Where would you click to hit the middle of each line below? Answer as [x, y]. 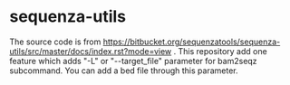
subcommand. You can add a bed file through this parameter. [124, 71]
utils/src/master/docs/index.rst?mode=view [91, 51]
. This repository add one [220, 51]
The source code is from [55, 42]
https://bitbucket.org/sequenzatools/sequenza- [192, 42]
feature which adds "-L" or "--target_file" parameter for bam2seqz [133, 61]
